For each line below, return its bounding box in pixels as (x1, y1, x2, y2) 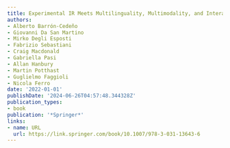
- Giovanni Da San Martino (7, 29, 84, 36)
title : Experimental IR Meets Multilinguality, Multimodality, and (7, 10, 204, 17)
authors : (7, 16, 32, 23)
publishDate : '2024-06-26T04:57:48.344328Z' (7, 93, 136, 100)
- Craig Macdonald (7, 48, 60, 55)
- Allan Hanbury (7, 61, 53, 68)
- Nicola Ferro (7, 80, 51, 87)
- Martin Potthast (7, 67, 60, 74)
